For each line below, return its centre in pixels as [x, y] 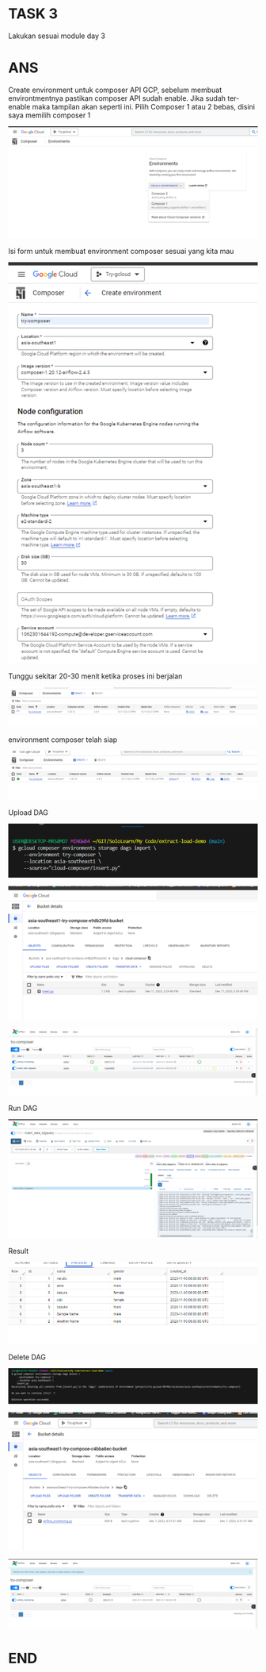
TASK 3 [33, 14]
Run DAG [23, 1109]
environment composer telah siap [63, 740]
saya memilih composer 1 [49, 115]
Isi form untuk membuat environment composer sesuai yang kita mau [121, 251]
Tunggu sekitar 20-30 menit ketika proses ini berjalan [95, 676]
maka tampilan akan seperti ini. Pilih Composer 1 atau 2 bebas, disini [144, 106]
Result [19, 1251]
